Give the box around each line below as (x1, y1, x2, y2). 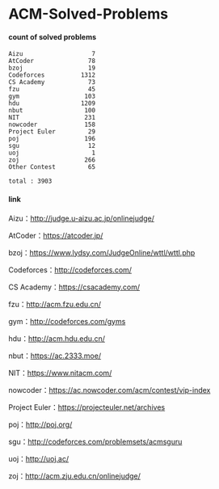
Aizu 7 (8, 50, 95, 58)
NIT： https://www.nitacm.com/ (8, 368, 112, 377)
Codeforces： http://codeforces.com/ (8, 264, 132, 275)
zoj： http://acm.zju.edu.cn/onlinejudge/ (8, 470, 141, 481)
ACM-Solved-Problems (8, 5, 168, 23)
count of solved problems (8, 32, 97, 41)
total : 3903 (8, 177, 53, 186)
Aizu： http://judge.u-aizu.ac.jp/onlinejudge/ (8, 213, 155, 223)
